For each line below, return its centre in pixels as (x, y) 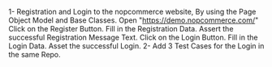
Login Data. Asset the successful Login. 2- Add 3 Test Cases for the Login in (136, 46)
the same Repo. (35, 54)
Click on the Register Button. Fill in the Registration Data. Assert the (121, 29)
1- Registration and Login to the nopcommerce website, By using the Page (132, 12)
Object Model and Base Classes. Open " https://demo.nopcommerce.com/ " (134, 20)
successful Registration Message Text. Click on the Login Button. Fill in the (133, 37)
